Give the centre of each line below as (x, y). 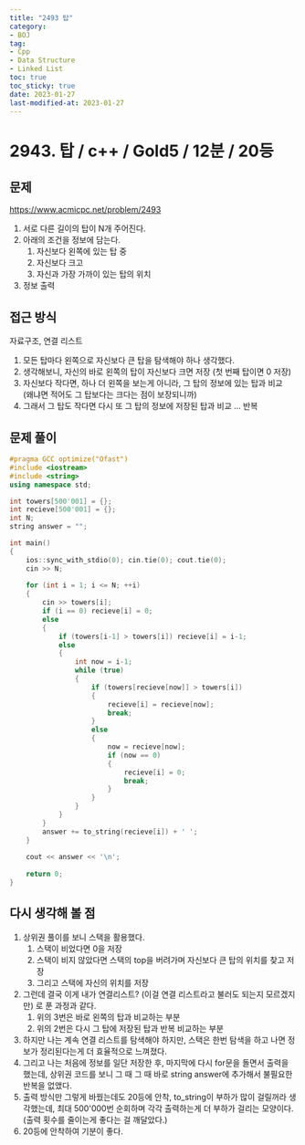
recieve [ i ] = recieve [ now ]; (161, 704)
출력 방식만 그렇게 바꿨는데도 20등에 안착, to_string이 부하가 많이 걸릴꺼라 (155, 1097)
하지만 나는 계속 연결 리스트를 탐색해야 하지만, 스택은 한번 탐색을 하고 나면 (154, 1040)
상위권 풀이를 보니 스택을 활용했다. (84, 937)
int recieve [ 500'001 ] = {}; (63, 509)
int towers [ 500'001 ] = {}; (61, 501)
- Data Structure (42, 60)
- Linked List (37, 69)
